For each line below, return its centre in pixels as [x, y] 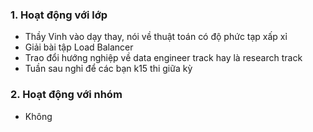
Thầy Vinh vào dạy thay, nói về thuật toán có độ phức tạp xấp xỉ [156, 37]
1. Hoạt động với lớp [59, 15]
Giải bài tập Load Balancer [79, 47]
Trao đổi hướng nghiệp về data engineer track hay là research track [163, 58]
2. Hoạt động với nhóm [66, 95]
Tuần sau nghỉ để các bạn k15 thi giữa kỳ [108, 69]
